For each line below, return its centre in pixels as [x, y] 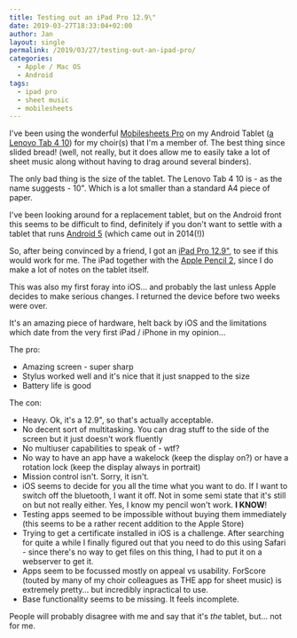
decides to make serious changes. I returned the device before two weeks [145, 296]
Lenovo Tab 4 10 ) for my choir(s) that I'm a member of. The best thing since [147, 143]
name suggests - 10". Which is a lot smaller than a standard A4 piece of [140, 188]
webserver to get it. [58, 562]
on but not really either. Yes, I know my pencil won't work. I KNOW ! [145, 505]
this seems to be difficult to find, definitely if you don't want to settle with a [146, 224]
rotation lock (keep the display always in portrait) [111, 468]
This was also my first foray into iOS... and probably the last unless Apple [143, 287]
